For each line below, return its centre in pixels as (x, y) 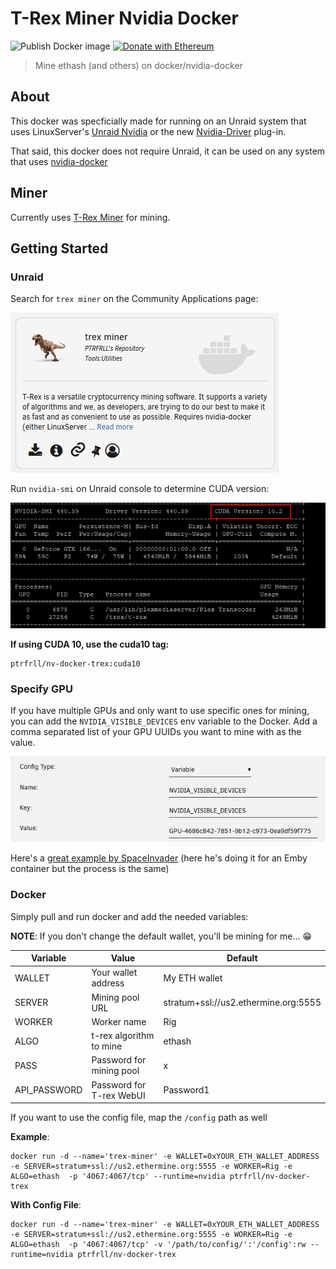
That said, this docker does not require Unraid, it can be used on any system (168, 151)
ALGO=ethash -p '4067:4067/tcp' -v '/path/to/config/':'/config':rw (158, 1245)
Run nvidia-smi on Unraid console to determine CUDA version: (140, 489)
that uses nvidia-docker (59, 161)
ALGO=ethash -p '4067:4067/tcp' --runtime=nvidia (118, 1177)
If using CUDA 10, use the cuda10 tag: (90, 644)
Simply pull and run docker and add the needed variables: (129, 916)
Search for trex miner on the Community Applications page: (134, 299)
